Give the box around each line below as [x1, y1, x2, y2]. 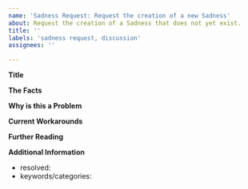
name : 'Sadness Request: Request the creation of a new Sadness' [8, 11, 230, 20]
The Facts [8, 85, 42, 96]
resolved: [19, 163, 51, 172]
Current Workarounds [8, 116, 83, 126]
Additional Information [8, 148, 86, 157]
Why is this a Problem [8, 101, 82, 111]
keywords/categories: [19, 171, 92, 181]
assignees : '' [8, 41, 56, 49]
